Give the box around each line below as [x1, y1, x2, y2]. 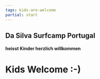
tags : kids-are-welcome [5, 7, 56, 13]
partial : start [5, 12, 38, 17]
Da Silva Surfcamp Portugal [5, 31, 96, 40]
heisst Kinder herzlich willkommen [5, 46, 81, 52]
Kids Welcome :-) [5, 64, 81, 75]
